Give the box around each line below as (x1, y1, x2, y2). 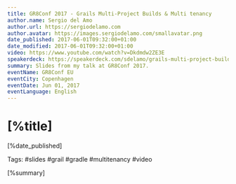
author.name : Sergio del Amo (7, 17, 93, 24)
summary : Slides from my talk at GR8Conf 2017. (7, 62, 150, 69)
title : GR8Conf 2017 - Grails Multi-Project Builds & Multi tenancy (7, 10, 212, 17)
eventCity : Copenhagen (7, 75, 74, 83)
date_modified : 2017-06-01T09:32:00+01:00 (7, 43, 133, 50)
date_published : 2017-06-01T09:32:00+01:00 (7, 36, 137, 43)
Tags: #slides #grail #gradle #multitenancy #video (7, 155, 152, 164)
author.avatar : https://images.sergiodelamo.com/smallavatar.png (7, 29, 202, 37)
